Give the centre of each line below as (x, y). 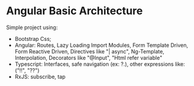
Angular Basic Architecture (74, 11)
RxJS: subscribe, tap (40, 77)
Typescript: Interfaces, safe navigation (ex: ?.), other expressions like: (100, 64)
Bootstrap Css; (33, 39)
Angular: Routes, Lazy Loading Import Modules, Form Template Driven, (101, 45)
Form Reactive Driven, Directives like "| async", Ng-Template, (90, 51)
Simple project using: (32, 27)
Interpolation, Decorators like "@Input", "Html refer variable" (88, 58)
